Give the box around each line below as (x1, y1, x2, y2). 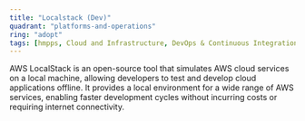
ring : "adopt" (9, 30, 64, 39)
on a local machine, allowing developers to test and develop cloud (9, 73, 257, 84)
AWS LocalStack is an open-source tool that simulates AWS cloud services (9, 63, 290, 74)
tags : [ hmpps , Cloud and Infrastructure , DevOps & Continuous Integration (9, 38, 299, 48)
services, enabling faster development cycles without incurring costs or (9, 92, 278, 103)
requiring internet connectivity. (9, 101, 125, 113)
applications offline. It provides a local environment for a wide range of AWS (9, 82, 294, 93)
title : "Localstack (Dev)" (9, 13, 112, 23)
